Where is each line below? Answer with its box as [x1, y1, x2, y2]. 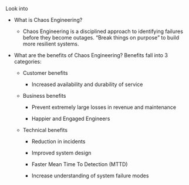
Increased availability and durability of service [31, 81, 143, 88]
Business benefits [22, 92, 66, 99]
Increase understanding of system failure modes [31, 172, 149, 179]
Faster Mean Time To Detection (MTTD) [31, 161, 128, 167]
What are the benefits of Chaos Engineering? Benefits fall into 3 [14, 52, 168, 58]
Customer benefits [22, 70, 68, 76]
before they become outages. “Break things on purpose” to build [22, 34, 180, 41]
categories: [14, 58, 42, 65]
